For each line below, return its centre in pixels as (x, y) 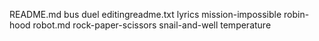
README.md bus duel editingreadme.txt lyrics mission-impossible (145, 14)
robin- (296, 14)
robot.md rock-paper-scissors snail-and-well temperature (152, 25)
